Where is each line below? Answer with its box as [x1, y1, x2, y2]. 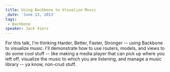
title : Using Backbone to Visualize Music [5, 7, 96, 13]
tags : [5, 17, 17, 22]
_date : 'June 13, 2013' [5, 12, 56, 17]
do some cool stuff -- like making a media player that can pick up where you [5, 51, 165, 57]
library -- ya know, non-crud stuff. [5, 61, 77, 67]
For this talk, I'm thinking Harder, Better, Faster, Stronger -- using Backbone [5, 40, 163, 46]
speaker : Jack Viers [5, 26, 49, 31]
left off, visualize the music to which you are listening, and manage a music [5, 56, 162, 62]
